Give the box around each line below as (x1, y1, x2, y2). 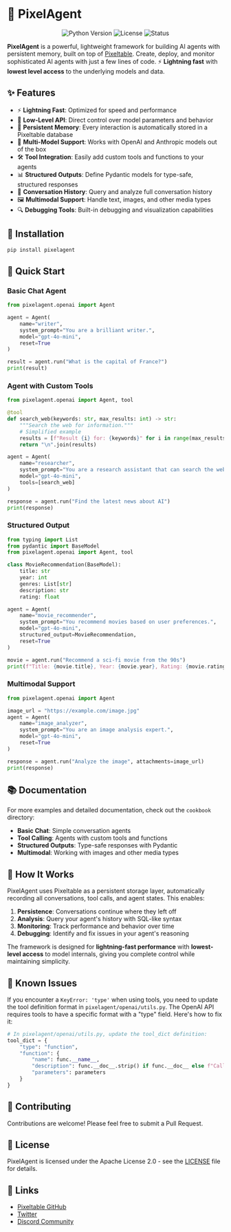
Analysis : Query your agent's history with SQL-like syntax (16, 915, 182, 923)
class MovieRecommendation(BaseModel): (7, 561, 122, 568)
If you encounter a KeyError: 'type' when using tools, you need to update (7, 995, 219, 1004)
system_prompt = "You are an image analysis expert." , (19, 726, 174, 733)
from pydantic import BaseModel (7, 543, 100, 550)
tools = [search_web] (19, 479, 76, 486)
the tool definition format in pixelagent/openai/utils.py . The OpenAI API (7, 1002, 214, 1011)
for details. (7, 1165, 38, 1173)
